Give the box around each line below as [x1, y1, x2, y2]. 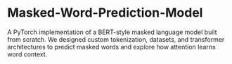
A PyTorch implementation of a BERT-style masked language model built [7, 28, 217, 36]
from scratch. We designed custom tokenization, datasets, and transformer [7, 35, 225, 43]
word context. [7, 50, 48, 58]
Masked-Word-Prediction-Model [7, 5, 203, 21]
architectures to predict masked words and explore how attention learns [7, 42, 216, 51]
